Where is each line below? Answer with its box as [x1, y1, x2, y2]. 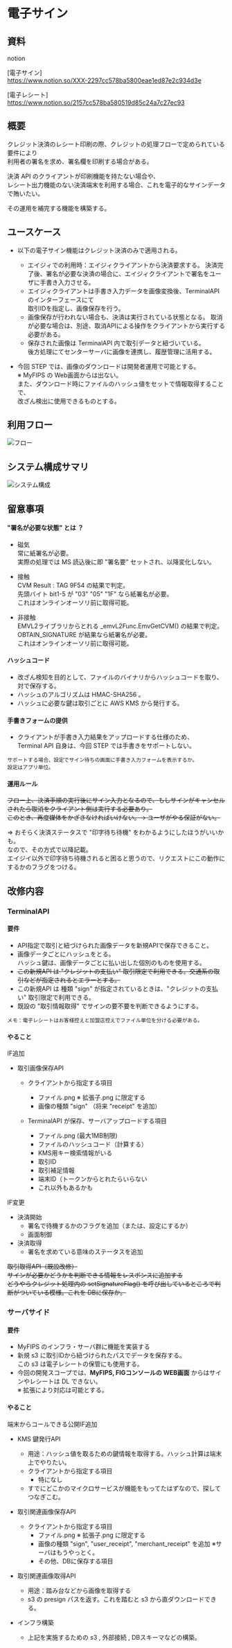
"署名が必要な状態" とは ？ [7, 523, 84, 532]
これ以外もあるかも [37, 1183, 93, 1192]
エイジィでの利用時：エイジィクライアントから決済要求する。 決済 [27, 261, 217, 269]
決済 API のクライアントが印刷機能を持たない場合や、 [7, 172, 160, 180]
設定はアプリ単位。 [7, 764, 54, 771]
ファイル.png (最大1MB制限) [37, 1131, 118, 1140]
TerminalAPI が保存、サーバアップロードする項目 [27, 1117, 168, 1125]
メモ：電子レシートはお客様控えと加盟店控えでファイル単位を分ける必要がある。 [7, 1016, 203, 1024]
